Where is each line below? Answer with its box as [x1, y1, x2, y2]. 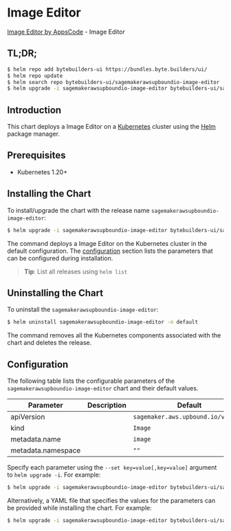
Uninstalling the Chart [7, 287, 104, 299]
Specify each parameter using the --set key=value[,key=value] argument [7, 464, 217, 472]
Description [87, 401, 127, 410]
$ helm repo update [7, 72, 63, 79]
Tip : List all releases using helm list [23, 267, 128, 275]
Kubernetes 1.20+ [16, 167, 67, 176]
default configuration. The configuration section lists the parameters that [7, 247, 213, 255]
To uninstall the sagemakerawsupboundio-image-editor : [7, 305, 159, 314]
